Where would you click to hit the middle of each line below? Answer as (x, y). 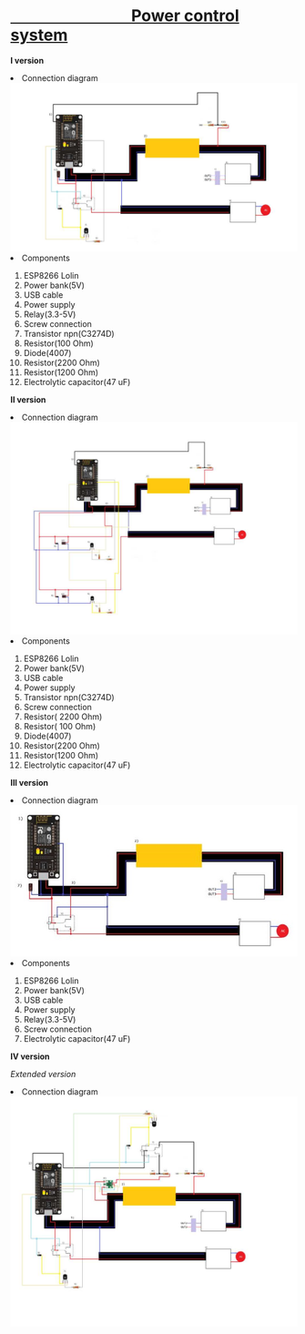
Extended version (43, 1074)
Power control (185, 16)
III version (30, 782)
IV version (30, 1056)
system (39, 35)
